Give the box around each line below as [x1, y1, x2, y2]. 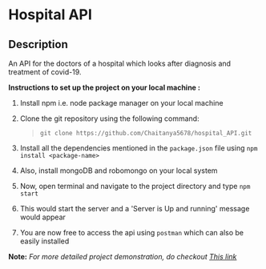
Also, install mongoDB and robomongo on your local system [19, 166, 218, 175]
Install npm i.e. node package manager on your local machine [19, 98, 224, 107]
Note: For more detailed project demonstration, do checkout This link [8, 252, 237, 261]
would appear [19, 212, 66, 222]
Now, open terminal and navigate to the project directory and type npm [19, 182, 251, 191]
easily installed [19, 236, 70, 246]
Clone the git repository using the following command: [19, 114, 199, 123]
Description [8, 38, 68, 51]
